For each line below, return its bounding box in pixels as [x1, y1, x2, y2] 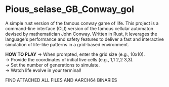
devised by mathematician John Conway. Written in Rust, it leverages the [5, 31, 158, 37]
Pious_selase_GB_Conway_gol [5, 4, 135, 15]
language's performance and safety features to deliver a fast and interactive [5, 36, 164, 42]
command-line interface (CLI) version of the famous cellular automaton [5, 25, 153, 31]
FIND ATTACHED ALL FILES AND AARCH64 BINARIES [5, 77, 117, 83]
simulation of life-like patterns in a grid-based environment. [5, 41, 129, 47]
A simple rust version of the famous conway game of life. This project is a [5, 20, 159, 26]
